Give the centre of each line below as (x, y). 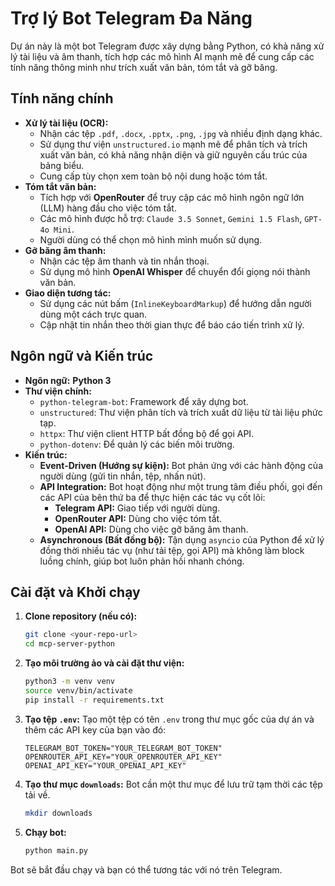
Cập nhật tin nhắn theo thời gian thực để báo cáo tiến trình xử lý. (172, 324)
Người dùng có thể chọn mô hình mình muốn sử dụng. (151, 239)
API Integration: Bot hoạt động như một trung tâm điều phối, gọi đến (181, 486)
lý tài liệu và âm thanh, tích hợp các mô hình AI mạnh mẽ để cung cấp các (162, 56)
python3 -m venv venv (70, 682)
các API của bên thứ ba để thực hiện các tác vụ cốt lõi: (152, 497)
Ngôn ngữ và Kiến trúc (82, 356)
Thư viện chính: (58, 391)
